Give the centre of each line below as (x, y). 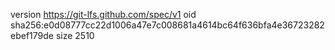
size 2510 (75, 35)
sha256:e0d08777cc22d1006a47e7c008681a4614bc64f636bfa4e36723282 (167, 25)
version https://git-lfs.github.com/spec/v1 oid (103, 14)
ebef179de (32, 35)
